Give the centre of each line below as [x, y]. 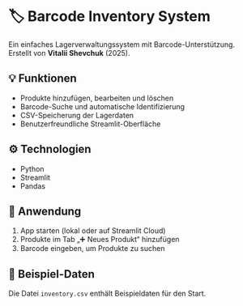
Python [32, 168]
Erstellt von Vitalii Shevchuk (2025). [69, 53]
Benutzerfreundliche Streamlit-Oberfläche [90, 124]
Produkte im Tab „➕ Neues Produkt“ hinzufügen [100, 240]
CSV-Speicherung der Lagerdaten [77, 115]
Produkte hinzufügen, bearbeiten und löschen [97, 98]
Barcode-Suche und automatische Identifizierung [102, 106]
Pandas [33, 186]
